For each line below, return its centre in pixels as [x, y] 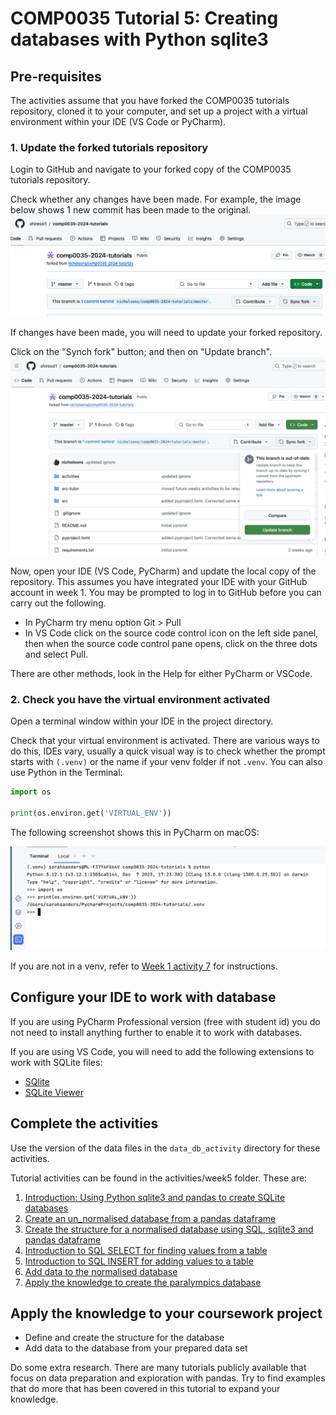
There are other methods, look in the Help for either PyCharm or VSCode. [161, 674]
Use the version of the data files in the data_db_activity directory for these [165, 1148]
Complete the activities [84, 1123]
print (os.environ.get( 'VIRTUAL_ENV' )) [91, 813]
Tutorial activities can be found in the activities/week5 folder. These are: [159, 1178]
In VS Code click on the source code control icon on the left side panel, [171, 633]
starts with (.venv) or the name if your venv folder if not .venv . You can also [166, 762]
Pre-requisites [56, 76]
